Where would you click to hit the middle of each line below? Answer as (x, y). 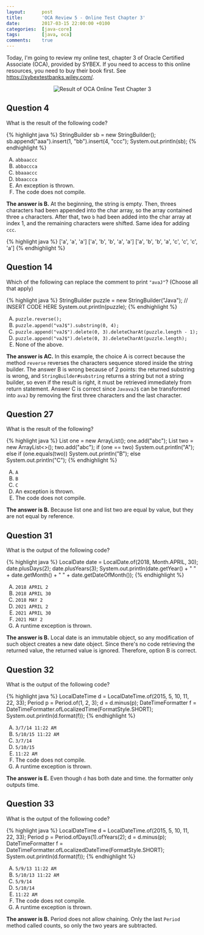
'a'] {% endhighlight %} (36, 248)
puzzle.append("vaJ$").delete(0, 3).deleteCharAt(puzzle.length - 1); (107, 332)
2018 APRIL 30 (33, 594)
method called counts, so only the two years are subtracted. (82, 925)
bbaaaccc (26, 173)
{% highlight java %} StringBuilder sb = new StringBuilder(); (81, 134)
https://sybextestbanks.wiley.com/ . (50, 77)
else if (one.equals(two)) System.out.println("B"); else (74, 454)
